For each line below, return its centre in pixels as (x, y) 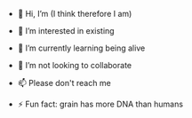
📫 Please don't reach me (64, 83)
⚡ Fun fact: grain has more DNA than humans (100, 104)
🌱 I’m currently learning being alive (81, 48)
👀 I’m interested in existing (66, 31)
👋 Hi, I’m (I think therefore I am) (75, 14)
